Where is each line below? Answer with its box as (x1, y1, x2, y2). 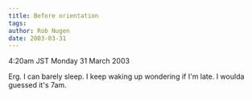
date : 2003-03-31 (8, 34, 67, 43)
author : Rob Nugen (8, 27, 70, 35)
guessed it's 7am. (8, 80, 67, 90)
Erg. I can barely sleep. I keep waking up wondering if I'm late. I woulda (8, 71, 245, 81)
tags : (8, 19, 27, 27)
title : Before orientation (8, 11, 99, 20)
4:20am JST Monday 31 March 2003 (8, 56, 130, 66)
